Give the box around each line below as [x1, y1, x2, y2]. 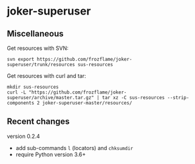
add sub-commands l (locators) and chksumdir [15, 144, 133, 151]
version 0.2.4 [7, 132, 40, 140]
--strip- [167, 95, 190, 101]
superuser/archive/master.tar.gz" [7, 95, 95, 101]
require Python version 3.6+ [15, 151, 86, 158]
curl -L [7, 89, 27, 95]
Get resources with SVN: [7, 44, 69, 52]
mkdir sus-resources [7, 84, 60, 90]
